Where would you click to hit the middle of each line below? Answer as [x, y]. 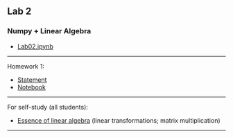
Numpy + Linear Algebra [49, 31]
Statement [32, 80]
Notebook [32, 87]
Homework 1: [26, 66]
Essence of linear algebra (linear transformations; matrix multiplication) [119, 120]
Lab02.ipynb [35, 46]
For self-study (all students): [48, 107]
